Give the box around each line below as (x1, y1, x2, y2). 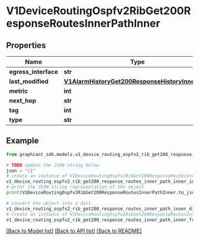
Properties (6, 40, 46, 50)
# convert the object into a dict (6, 200, 92, 206)
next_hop (9, 96, 37, 105)
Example (6, 136, 39, 146)
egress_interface (9, 68, 58, 76)
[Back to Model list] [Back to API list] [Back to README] (6, 228, 142, 235)
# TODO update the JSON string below (6, 162, 99, 168)
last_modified (9, 77, 49, 85)
